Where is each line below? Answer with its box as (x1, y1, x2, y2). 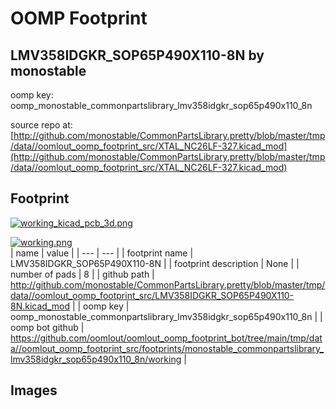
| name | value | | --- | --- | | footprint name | (10, 247, 194, 259)
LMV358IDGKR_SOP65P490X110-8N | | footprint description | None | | (10, 257, 300, 269)
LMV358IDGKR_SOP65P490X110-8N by (10, 47, 265, 64)
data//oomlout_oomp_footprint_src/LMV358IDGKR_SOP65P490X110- (10, 289, 295, 301)
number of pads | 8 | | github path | (10, 268, 155, 280)
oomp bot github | (10, 321, 85, 333)
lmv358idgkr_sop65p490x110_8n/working (10, 353, 182, 365)
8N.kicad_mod (10, 300, 70, 312)
